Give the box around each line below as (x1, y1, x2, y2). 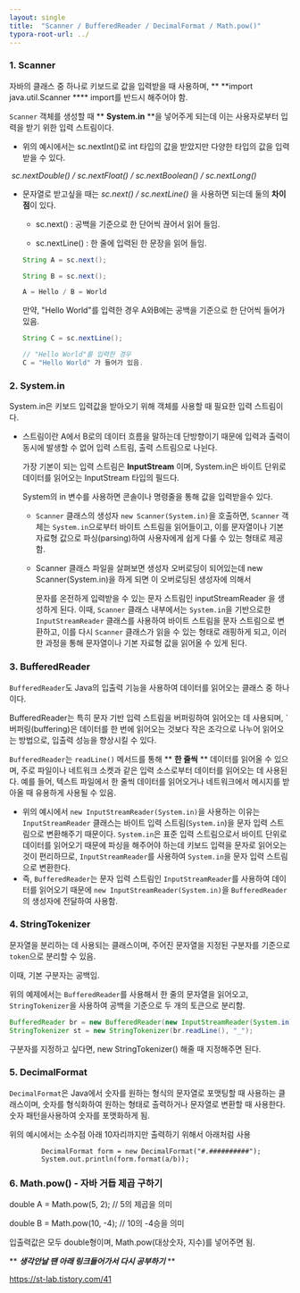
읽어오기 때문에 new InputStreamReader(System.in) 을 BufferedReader (38, 884, 287, 894)
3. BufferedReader (9, 660, 91, 673)
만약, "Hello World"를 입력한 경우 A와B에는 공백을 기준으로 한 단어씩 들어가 (21, 305, 286, 315)
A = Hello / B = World (21, 288, 107, 297)
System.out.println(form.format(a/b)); (41, 1154, 190, 1163)
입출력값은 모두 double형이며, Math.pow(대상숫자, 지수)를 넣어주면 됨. (9, 1237, 256, 1247)
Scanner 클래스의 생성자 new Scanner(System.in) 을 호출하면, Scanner (35, 510, 279, 521)
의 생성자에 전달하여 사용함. (21, 895, 119, 906)
